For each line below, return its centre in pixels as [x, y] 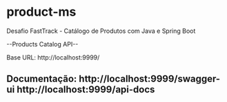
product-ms [41, 12]
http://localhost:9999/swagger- [149, 79]
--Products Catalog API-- [42, 44]
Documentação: [42, 79]
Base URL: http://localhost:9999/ [53, 57]
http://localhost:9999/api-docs [86, 90]
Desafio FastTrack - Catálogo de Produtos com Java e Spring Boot [101, 31]
